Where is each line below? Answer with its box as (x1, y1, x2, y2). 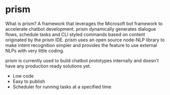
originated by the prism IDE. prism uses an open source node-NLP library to (5, 37, 165, 43)
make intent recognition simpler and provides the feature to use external (5, 42, 157, 48)
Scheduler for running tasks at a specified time (12, 83, 111, 90)
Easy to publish (12, 78, 45, 84)
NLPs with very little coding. (5, 47, 65, 54)
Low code (12, 73, 34, 79)
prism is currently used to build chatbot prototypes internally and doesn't (5, 57, 159, 63)
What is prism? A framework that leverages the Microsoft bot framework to (5, 20, 163, 27)
